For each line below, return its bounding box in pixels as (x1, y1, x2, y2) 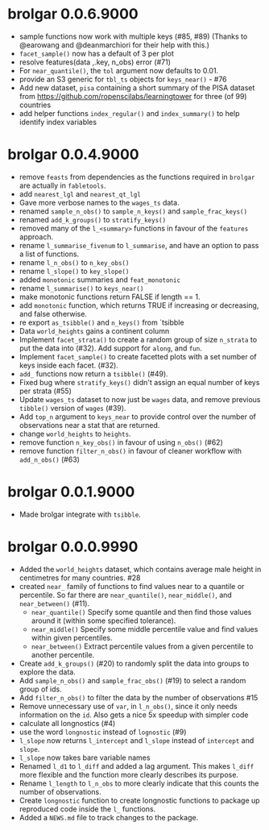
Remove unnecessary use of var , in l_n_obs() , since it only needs (19, 701, 238, 711)
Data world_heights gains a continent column (19, 326, 170, 335)
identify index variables (19, 117, 97, 127)
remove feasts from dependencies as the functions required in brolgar (19, 172, 255, 181)
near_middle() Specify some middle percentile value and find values (31, 624, 259, 633)
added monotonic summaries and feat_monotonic (19, 275, 181, 284)
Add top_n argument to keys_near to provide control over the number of (19, 412, 257, 421)
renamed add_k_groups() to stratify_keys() (19, 214, 167, 224)
